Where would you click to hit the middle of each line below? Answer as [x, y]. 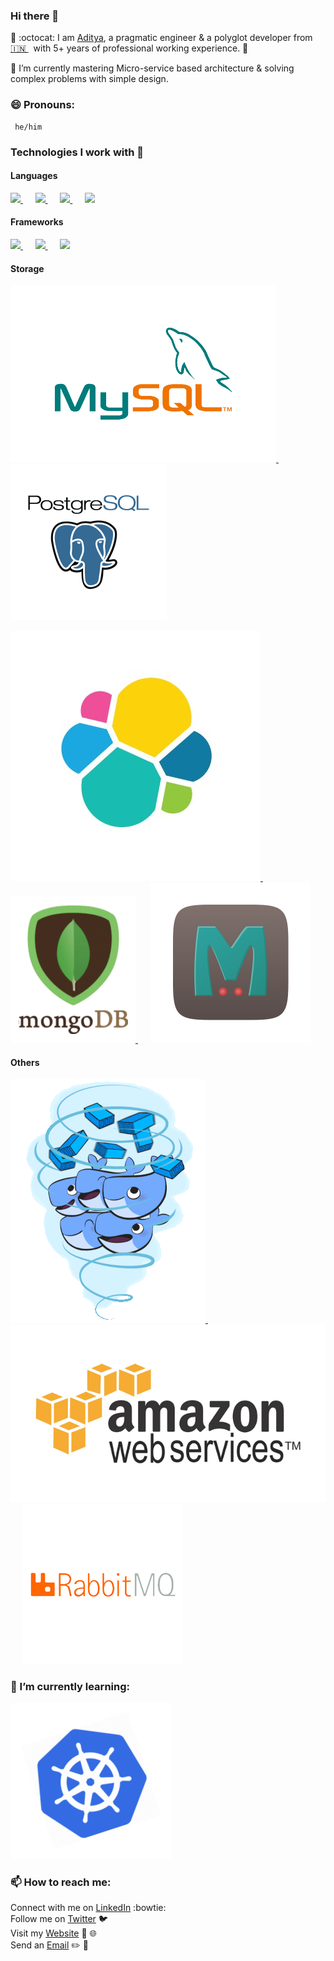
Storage [27, 268]
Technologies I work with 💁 [77, 152]
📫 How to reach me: [61, 1882]
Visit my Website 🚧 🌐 [53, 1933]
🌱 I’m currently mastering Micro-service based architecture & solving [152, 68]
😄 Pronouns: [43, 105]
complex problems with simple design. [89, 79]
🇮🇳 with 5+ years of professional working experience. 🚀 [129, 48]
